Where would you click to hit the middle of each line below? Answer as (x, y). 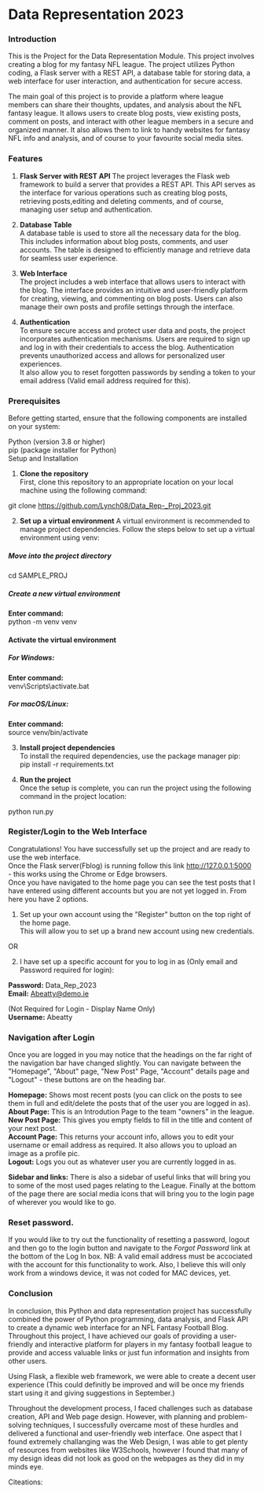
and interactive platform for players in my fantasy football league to (144, 1344)
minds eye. (26, 1466)
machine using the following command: (83, 490)
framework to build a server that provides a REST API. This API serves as (137, 184)
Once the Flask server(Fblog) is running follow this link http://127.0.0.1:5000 (130, 865)
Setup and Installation (43, 459)
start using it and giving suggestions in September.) (92, 1393)
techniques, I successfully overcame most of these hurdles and (136, 1425)
